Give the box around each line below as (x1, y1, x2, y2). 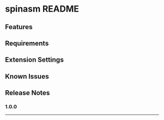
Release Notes (5, 89, 50, 97)
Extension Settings (5, 56, 64, 64)
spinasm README (5, 3, 80, 15)
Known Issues (5, 72, 49, 81)
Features (5, 23, 33, 31)
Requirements (5, 39, 49, 47)
